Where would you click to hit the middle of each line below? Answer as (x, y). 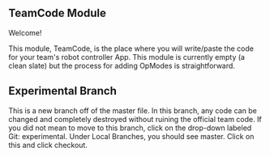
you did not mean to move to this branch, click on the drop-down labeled (130, 128)
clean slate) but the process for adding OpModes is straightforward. (122, 65)
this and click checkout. (48, 145)
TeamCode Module (58, 13)
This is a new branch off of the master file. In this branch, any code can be (133, 110)
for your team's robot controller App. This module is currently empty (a (127, 57)
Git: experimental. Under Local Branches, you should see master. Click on (131, 136)
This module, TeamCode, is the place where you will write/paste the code (131, 48)
